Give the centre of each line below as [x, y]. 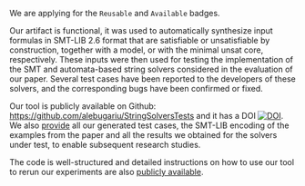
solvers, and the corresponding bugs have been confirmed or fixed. [137, 88]
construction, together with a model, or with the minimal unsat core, [137, 50]
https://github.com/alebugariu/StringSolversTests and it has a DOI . [147, 116]
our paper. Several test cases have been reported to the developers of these [152, 79]
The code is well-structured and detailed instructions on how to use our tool [152, 162]
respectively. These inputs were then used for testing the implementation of [152, 59]
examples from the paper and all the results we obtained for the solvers [143, 135]
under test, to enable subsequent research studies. [105, 145]
